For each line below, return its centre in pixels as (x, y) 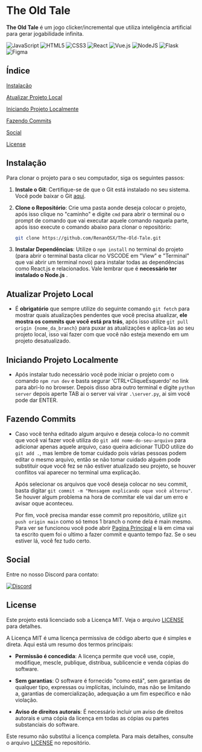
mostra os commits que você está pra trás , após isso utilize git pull (102, 322)
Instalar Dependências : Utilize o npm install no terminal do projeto (99, 249)
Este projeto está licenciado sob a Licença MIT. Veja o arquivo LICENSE (95, 620)
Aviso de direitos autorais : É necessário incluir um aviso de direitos (99, 711)
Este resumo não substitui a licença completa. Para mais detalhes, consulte (100, 736)
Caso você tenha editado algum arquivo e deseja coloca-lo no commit (102, 434)
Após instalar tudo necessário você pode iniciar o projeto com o (94, 374)
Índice (18, 71)
